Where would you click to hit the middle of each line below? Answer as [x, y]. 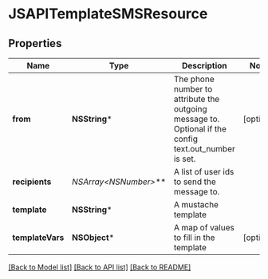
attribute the [197, 99]
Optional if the [200, 129]
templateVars [38, 238]
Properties [35, 43]
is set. [185, 159]
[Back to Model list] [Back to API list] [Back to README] [100, 267]
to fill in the [194, 238]
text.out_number [204, 149]
